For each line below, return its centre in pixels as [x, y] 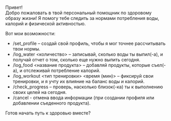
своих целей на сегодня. [40, 92]
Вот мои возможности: [30, 33]
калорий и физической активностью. [45, 23]
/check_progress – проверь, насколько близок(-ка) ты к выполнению [88, 87]
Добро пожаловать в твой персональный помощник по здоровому [79, 13]
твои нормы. [27, 49]
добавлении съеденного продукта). [52, 103]
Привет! [14, 7]
